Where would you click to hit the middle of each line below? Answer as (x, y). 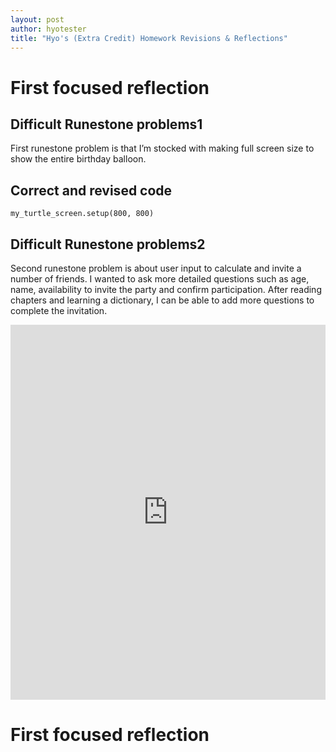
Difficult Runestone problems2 (108, 244)
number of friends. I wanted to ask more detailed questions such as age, (160, 279)
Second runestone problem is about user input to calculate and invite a (156, 268)
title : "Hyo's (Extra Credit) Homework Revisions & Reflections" (149, 38)
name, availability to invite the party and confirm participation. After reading (166, 289)
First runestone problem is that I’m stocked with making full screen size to (162, 148)
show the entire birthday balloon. (78, 159)
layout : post (37, 19)
